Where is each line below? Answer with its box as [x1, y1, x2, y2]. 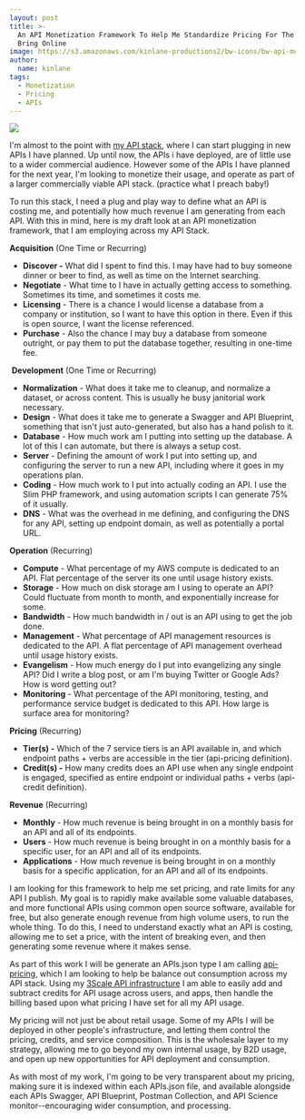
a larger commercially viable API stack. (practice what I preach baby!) [9, 178, 270, 189]
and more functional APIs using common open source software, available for [9, 903, 296, 913]
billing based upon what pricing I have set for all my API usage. [9, 997, 245, 1008]
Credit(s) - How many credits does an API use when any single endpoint [22, 762, 294, 773]
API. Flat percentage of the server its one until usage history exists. [22, 572, 274, 583]
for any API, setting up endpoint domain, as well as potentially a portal [22, 518, 284, 529]
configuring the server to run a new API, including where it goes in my [22, 460, 284, 471]
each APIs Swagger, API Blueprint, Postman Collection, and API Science [9, 1091, 279, 1102]
